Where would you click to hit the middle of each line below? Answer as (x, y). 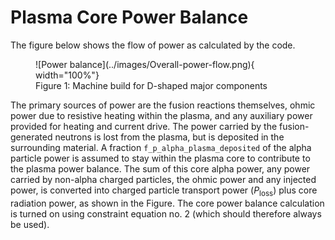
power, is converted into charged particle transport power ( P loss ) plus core (164, 191)
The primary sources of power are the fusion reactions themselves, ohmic (163, 105)
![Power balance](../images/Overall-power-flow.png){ (145, 64)
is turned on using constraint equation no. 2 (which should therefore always (166, 213)
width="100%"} (67, 75)
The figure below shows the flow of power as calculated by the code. (153, 45)
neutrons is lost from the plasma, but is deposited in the (169, 137)
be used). (30, 224)
